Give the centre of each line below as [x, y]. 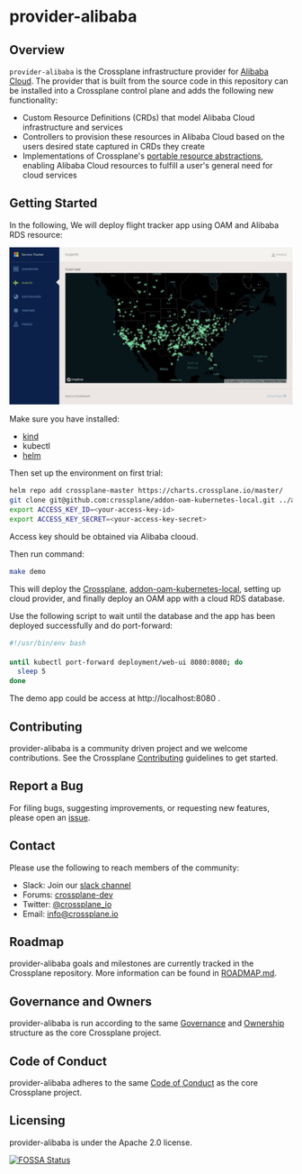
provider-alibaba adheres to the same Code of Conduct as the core [134, 1083]
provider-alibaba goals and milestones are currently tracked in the [132, 964]
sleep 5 [32, 672]
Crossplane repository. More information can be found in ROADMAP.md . [143, 973]
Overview [37, 50]
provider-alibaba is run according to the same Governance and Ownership [147, 1024]
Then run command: [47, 554]
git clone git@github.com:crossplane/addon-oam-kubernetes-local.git [142, 501]
